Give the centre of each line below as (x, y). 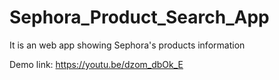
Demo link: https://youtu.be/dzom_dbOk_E (96, 64)
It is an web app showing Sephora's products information (127, 45)
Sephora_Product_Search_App (139, 17)
